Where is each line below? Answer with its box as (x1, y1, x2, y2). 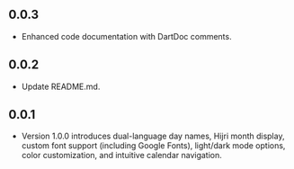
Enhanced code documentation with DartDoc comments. (21, 31, 232, 41)
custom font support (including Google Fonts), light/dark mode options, (21, 140, 286, 151)
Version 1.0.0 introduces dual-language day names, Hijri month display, (21, 130, 285, 142)
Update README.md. (21, 81, 101, 92)
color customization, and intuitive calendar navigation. (21, 150, 222, 161)
